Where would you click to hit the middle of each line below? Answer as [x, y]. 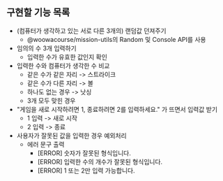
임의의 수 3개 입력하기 [47, 48]
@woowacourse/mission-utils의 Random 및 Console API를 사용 [116, 39]
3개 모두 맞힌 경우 [51, 101]
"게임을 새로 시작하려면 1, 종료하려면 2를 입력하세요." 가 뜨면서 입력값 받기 [117, 109]
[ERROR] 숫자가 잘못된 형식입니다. [84, 153]
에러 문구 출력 [46, 144]
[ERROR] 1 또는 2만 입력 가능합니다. [86, 171]
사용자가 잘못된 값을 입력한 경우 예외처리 [71, 136]
